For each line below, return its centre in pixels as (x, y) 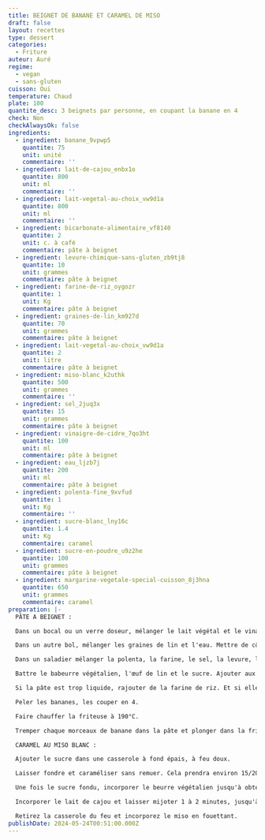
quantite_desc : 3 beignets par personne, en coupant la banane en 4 (123, 111)
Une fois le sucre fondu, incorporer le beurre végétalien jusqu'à (129, 788)
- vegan (28, 74)
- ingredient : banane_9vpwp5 (63, 140)
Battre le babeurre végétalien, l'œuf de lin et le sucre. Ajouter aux (136, 674)
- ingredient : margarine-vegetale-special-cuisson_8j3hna (113, 581)
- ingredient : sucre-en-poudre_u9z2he (79, 551)
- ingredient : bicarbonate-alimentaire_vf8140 (93, 228)
